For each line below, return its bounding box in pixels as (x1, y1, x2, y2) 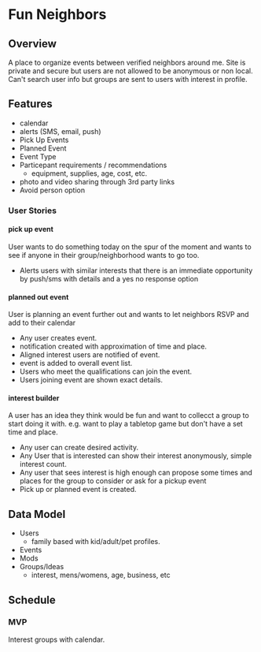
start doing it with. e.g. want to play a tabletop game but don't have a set (8, 419, 244, 429)
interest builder (8, 393, 60, 403)
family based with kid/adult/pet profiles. (31, 537, 161, 546)
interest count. (19, 460, 67, 469)
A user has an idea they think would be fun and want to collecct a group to (8, 411, 249, 420)
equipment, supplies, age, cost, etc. (31, 168, 148, 178)
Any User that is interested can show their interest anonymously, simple (19, 451, 252, 460)
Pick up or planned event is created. (19, 485, 137, 494)
